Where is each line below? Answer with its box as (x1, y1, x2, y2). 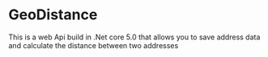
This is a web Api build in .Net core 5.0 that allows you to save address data (8, 32, 261, 42)
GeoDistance (8, 6, 98, 24)
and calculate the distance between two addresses (8, 40, 179, 50)
